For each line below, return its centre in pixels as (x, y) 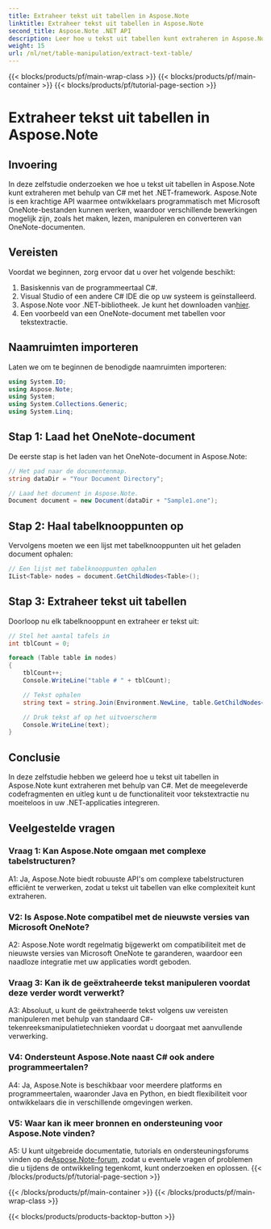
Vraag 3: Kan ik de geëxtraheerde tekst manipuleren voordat (129, 983)
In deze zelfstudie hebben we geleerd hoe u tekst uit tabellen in (114, 777)
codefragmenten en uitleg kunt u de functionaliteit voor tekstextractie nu (129, 794)
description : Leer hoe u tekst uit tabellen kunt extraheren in (119, 38)
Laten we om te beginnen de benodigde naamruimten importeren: (118, 367)
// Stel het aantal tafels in (59, 636)
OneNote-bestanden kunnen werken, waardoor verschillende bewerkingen (133, 210)
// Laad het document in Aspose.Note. (73, 493)
